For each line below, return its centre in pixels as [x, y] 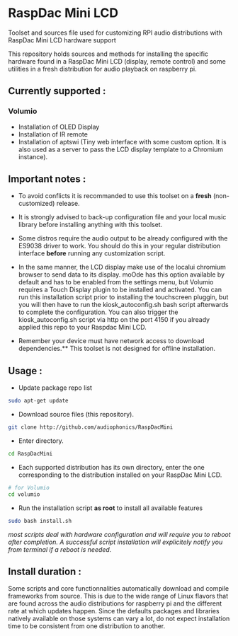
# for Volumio [29, 487]
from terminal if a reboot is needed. [60, 549]
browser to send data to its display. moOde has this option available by [121, 274]
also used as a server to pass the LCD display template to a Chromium [121, 149]
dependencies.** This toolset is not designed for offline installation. [117, 349]
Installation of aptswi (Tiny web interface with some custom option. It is [122, 141]
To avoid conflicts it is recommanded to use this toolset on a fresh [115, 196]
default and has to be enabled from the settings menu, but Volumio [116, 282]
